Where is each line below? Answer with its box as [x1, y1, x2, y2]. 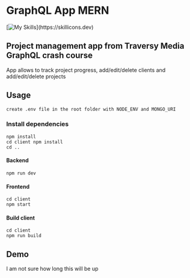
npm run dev [6, 170, 36, 176]
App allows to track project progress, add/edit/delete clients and [6, 66, 166, 73]
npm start [6, 202, 31, 208]
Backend [6, 157, 29, 164]
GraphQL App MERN [6, 4, 109, 17]
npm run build [6, 233, 42, 239]
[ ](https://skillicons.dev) [6, 23, 94, 31]
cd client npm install [6, 139, 63, 145]
